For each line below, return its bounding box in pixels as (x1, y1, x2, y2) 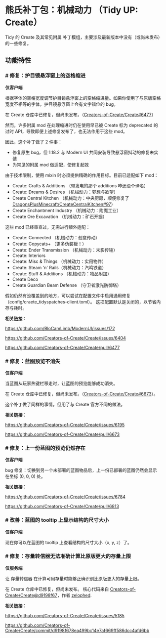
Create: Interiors (12, 253, 46, 258)
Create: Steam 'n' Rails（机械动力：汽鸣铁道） (12, 264, 107, 270)
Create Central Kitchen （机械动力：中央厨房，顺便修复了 (12, 195, 129, 201)
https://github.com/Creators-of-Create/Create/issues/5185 (5, 612, 125, 618)
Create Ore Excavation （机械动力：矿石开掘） (12, 213, 107, 219)
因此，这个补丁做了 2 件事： (5, 139, 63, 145)
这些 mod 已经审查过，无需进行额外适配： (5, 224, 90, 230)
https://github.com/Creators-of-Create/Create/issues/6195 (5, 422, 125, 427)
